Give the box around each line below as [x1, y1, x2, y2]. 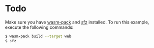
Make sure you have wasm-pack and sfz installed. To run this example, [5, 19, 149, 25]
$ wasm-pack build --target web [5, 34, 71, 39]
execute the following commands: [5, 24, 74, 30]
